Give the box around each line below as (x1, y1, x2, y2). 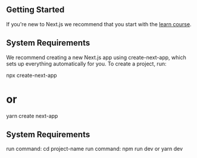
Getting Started (6, 5, 65, 15)
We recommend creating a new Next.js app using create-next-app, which (6, 54, 186, 61)
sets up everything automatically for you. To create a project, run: (6, 60, 167, 67)
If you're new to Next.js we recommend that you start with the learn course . (6, 20, 192, 27)
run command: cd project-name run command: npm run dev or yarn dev (6, 145, 183, 153)
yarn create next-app (6, 112, 58, 119)
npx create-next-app (6, 72, 58, 79)
